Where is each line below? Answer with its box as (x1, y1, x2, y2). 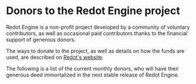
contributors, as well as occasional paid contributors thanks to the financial (6, 29, 188, 36)
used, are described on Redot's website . (6, 53, 104, 61)
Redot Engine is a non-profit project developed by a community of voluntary (6, 23, 190, 31)
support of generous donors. (6, 36, 76, 43)
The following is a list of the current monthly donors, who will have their (6, 65, 179, 72)
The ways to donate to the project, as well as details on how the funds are (6, 47, 185, 54)
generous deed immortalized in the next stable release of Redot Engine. (6, 71, 180, 78)
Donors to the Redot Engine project (6, 4, 180, 18)
